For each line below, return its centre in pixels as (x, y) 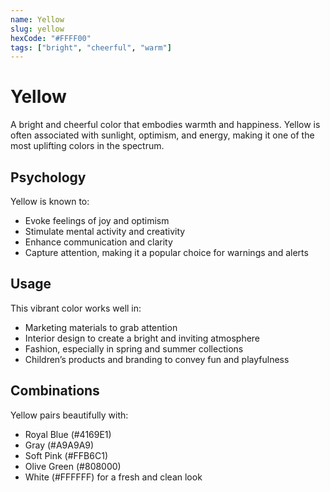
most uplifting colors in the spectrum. (87, 146)
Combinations (55, 391)
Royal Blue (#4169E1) (68, 434)
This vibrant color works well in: (76, 308)
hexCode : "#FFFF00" (51, 38)
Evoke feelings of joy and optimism (97, 220)
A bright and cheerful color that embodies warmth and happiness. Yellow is (165, 125)
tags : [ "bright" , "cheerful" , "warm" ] (91, 47)
